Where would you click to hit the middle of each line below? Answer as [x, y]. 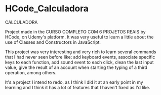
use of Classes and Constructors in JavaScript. [53, 42]
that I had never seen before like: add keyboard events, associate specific [80, 57]
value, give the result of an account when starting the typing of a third [76, 67]
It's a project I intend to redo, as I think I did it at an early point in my [74, 82]
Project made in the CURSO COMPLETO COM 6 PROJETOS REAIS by [75, 32]
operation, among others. [31, 72]
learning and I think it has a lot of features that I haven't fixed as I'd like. [78, 87]
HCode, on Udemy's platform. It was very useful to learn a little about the [80, 37]
